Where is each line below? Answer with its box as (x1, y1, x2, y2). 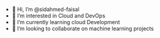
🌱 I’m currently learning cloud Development (11, 19, 120, 25)
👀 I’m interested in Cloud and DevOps (11, 12, 106, 19)
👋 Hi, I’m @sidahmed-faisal (11, 6, 80, 13)
